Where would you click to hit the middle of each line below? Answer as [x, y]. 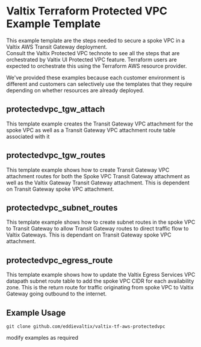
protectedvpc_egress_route [60, 260]
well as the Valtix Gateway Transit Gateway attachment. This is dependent [98, 183]
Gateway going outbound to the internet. [57, 294]
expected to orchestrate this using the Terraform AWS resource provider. [97, 66]
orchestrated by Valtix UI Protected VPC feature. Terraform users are [92, 59]
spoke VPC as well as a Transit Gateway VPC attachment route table [91, 130]
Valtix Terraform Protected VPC [87, 11]
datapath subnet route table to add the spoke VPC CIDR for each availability [100, 281]
